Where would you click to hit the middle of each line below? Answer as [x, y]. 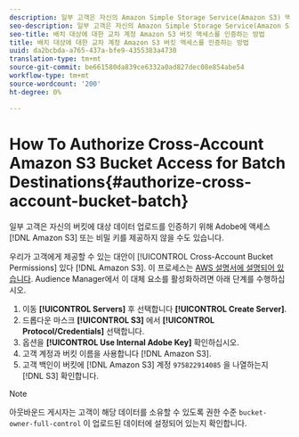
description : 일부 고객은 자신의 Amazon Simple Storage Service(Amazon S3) [145, 17]
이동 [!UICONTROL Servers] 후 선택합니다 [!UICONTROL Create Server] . [154, 309]
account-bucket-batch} [99, 201]
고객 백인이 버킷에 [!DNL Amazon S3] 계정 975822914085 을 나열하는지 [145, 365]
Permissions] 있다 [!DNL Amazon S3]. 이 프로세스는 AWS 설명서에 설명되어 [142, 268]
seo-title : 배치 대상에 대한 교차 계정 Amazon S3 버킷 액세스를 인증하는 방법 [137, 34]
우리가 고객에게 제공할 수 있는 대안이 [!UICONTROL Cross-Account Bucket [141, 257]
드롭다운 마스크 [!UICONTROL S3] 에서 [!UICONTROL [118, 320]
